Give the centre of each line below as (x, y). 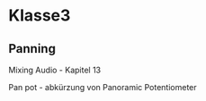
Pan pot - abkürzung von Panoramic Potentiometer (103, 87)
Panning (32, 49)
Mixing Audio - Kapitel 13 (54, 70)
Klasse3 (40, 16)
